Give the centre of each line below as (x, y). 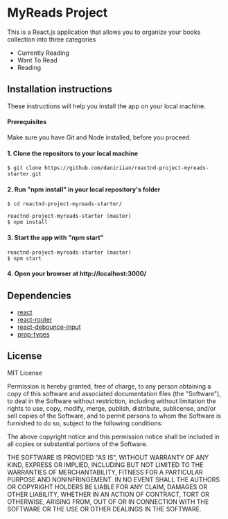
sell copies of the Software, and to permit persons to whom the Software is (114, 416)
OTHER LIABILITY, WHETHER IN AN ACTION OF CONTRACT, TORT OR (108, 494)
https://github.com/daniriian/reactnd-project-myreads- (126, 168)
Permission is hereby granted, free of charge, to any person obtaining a (109, 386)
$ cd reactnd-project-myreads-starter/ (65, 204)
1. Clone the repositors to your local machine (73, 153)
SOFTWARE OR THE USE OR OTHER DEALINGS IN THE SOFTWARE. (104, 509)
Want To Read (37, 60)
